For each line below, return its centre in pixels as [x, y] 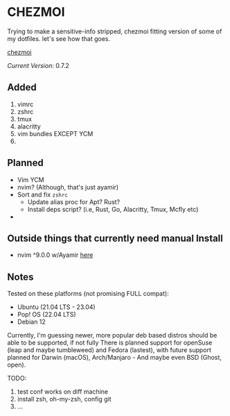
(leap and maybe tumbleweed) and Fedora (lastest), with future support [109, 350]
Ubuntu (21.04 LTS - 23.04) [56, 307]
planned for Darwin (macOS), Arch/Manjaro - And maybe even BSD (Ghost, [114, 358]
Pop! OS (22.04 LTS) [46, 315]
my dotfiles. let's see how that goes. [59, 38]
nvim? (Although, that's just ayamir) [68, 187]
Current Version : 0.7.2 [38, 65]
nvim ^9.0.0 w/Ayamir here [55, 255]
